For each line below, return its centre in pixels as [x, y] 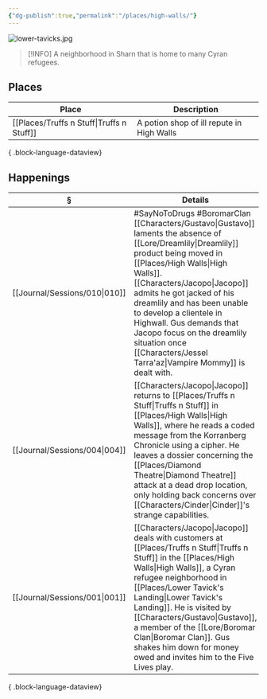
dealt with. [153, 373]
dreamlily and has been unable [191, 303]
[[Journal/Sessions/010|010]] [69, 293]
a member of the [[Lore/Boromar [195, 627]
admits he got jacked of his [184, 293]
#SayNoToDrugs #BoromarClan [193, 213]
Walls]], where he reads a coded [195, 425]
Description [196, 110]
